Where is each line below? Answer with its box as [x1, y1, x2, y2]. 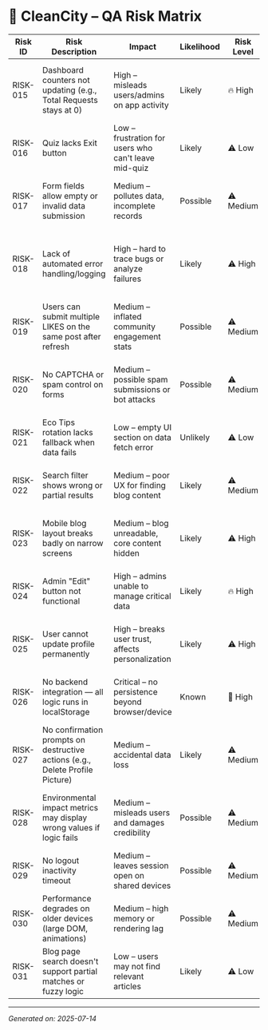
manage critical [112, 590, 171, 601]
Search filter [42, 469, 89, 481]
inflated [112, 311, 142, 322]
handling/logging [42, 267, 106, 279]
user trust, [112, 633, 152, 644]
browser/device [112, 706, 173, 717]
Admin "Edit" [42, 575, 91, 586]
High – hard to [112, 243, 166, 254]
